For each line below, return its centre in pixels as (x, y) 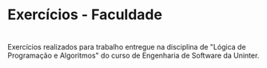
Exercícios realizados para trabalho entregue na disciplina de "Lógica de (127, 47)
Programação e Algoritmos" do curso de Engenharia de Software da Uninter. (133, 56)
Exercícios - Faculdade (85, 15)
